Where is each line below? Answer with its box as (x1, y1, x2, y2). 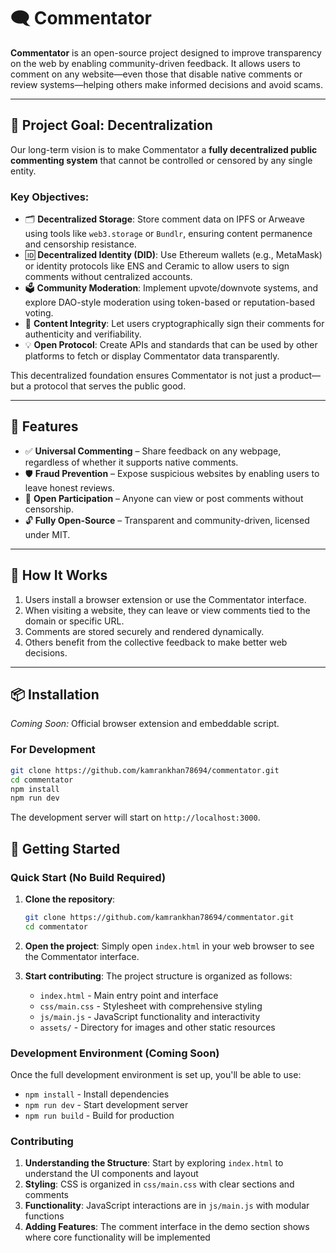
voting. (24, 307, 54, 319)
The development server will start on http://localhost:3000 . (10, 811, 261, 824)
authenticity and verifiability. (24, 328, 142, 340)
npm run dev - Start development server (24, 1099, 189, 1111)
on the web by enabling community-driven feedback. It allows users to (10, 57, 301, 69)
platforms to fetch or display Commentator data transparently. (24, 350, 280, 362)
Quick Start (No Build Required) (10, 870, 167, 884)
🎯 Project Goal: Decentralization (10, 117, 213, 134)
